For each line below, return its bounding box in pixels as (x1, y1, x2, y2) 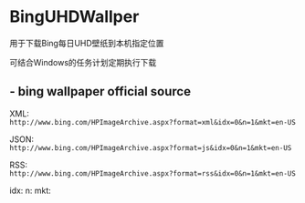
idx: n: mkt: (9, 185, 52, 196)
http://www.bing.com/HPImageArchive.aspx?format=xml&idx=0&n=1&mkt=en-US (9, 117, 297, 127)
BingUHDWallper (9, 6, 140, 27)
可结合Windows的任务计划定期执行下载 (9, 56, 157, 67)
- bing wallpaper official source (9, 84, 192, 99)
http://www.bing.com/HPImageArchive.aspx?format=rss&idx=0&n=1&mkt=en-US (9, 168, 297, 178)
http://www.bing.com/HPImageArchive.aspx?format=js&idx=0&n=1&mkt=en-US (9, 143, 292, 152)
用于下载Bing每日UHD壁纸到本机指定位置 (9, 37, 164, 48)
